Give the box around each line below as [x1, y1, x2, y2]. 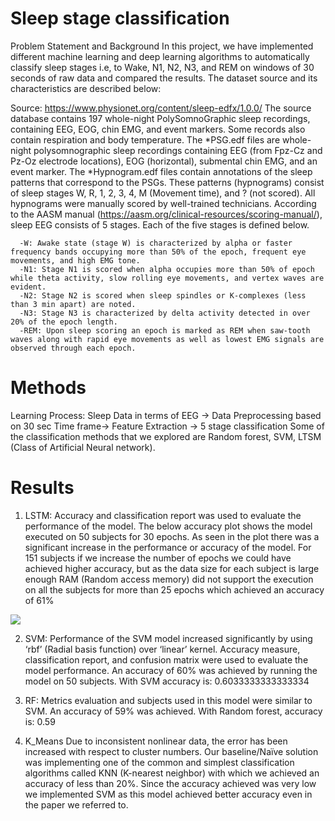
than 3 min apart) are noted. [10, 299, 137, 309]
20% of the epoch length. [10, 317, 118, 327]
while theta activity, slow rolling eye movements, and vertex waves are [10, 273, 325, 283]
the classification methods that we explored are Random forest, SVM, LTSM [10, 430, 322, 442]
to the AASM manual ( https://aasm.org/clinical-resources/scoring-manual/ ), [10, 208, 323, 220]
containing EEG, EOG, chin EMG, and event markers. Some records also [10, 123, 306, 135]
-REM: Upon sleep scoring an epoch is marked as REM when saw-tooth [19, 325, 311, 336]
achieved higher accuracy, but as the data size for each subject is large [24, 562, 320, 574]
